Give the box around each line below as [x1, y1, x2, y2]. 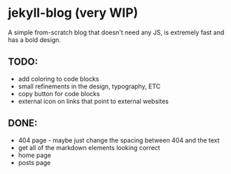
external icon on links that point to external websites [17, 97, 169, 105]
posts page [17, 158, 51, 166]
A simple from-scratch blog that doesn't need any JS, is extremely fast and [8, 28, 225, 36]
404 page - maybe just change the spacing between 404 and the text [17, 135, 220, 145]
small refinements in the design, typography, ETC [17, 82, 161, 91]
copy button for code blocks [17, 89, 100, 98]
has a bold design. [8, 35, 62, 43]
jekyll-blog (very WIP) [8, 5, 139, 21]
